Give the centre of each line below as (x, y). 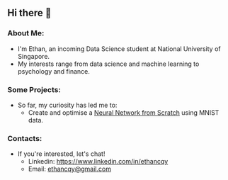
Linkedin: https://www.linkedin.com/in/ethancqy (98, 162)
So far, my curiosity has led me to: (67, 105)
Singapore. (34, 56)
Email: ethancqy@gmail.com (70, 169)
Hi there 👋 (29, 13)
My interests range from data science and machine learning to (108, 64)
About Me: (26, 33)
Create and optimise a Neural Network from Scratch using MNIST (124, 112)
